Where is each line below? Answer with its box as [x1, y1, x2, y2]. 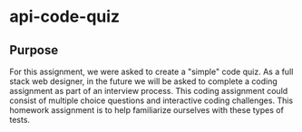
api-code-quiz [9, 6, 121, 27]
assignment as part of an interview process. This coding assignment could [9, 86, 288, 96]
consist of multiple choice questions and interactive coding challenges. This [9, 95, 293, 106]
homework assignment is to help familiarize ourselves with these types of [9, 105, 284, 115]
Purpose [9, 42, 59, 58]
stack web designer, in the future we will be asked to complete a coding [9, 76, 278, 87]
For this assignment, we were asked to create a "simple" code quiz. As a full [9, 66, 294, 77]
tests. [9, 115, 30, 125]
